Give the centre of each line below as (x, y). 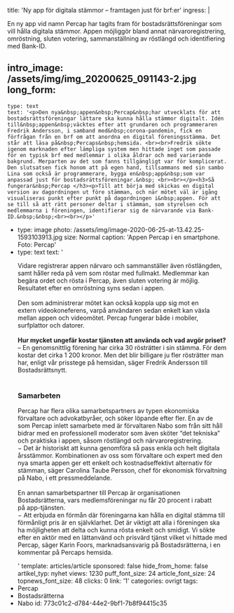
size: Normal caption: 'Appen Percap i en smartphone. (142, 237)
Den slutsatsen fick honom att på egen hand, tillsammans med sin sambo (116, 168)
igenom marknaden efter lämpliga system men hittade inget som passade (114, 149)
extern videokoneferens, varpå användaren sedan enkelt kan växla (113, 310)
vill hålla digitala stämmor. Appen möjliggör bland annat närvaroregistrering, (117, 31)
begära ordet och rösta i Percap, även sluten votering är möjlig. (108, 281)
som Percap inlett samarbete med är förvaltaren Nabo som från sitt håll (120, 426)
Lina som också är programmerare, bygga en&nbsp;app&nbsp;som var (106, 174)
